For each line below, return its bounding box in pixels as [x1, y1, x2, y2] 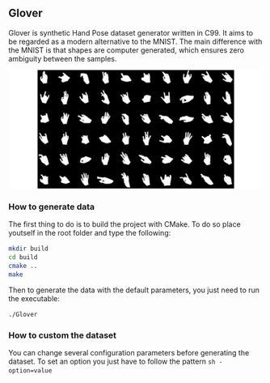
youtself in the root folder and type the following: [8, 228, 171, 238]
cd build [8, 253, 38, 262]
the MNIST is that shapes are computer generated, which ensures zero [8, 45, 245, 55]
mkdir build [8, 245, 49, 253]
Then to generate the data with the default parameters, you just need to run [8, 285, 260, 295]
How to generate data [8, 202, 95, 213]
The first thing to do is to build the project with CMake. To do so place [8, 219, 241, 229]
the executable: [8, 293, 61, 303]
